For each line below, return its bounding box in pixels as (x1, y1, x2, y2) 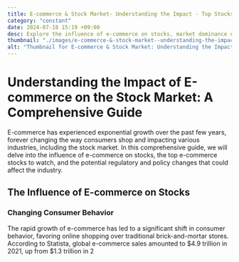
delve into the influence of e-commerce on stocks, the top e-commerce (7, 150, 218, 159)
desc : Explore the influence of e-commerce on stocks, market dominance (7, 30, 228, 38)
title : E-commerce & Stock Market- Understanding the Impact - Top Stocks (7, 10, 234, 18)
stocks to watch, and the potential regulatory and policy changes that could (7, 158, 229, 167)
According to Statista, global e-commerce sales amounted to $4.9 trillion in (7, 239, 228, 248)
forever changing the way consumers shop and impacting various (7, 135, 201, 144)
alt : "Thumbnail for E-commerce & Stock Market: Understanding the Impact (7, 43, 234, 51)
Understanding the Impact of (7, 74, 181, 90)
